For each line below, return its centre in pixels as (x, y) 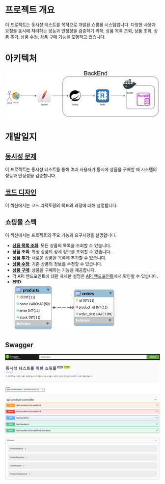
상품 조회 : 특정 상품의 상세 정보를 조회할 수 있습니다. (62, 251)
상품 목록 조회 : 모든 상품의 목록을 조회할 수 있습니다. (62, 245)
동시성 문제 (21, 157)
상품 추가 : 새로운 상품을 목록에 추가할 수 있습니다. (59, 258)
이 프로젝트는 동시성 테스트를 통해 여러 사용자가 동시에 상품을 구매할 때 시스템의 (81, 169)
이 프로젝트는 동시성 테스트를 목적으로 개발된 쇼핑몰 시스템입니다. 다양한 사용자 (81, 25)
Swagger (19, 345)
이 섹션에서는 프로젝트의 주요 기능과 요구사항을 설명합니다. (61, 235)
